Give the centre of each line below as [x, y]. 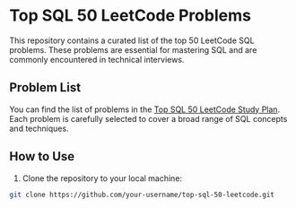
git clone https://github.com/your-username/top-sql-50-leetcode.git [142, 195]
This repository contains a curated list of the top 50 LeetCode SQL [132, 40]
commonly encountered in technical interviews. [97, 59]
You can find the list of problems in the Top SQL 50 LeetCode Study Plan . [145, 109]
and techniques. [39, 128]
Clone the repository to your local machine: [102, 178]
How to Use [42, 156]
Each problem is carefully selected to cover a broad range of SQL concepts [148, 118]
